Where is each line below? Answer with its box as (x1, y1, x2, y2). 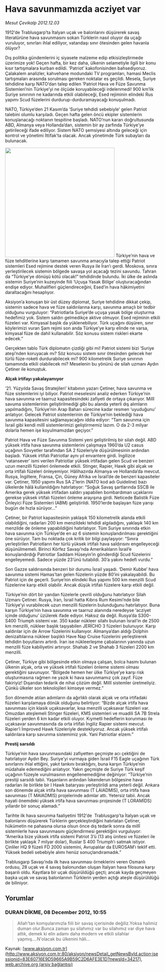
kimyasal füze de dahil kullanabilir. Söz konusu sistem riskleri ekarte (5, 330, 143, 336)
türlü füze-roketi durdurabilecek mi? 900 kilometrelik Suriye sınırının (5, 356, 143, 362)
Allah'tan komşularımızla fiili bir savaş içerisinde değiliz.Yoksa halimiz (17, 920, 158, 926)
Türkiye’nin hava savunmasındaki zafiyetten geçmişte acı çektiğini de (5, 750, 145, 756)
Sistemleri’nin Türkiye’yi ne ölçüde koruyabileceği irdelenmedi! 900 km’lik (5, 86, 154, 92)
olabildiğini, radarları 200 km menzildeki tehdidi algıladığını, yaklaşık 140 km (5, 520, 159, 526)
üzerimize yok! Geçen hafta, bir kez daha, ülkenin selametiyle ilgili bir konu (5, 60, 156, 66)
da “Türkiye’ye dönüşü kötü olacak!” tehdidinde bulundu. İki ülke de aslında (5, 273, 158, 280)
